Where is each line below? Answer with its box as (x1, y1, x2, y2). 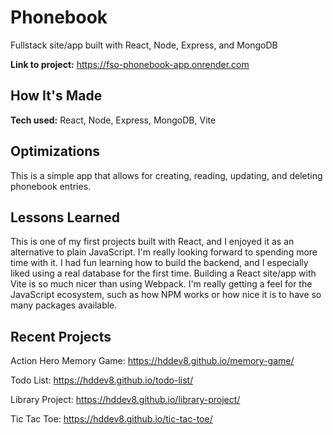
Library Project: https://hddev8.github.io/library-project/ (10, 394, 241, 406)
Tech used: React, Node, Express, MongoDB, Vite (10, 114, 217, 126)
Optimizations (10, 143, 100, 160)
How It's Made (10, 87, 103, 105)
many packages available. (10, 299, 118, 311)
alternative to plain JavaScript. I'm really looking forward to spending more (10, 246, 318, 258)
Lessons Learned (10, 209, 120, 226)
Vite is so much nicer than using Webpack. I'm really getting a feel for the (10, 278, 313, 290)
